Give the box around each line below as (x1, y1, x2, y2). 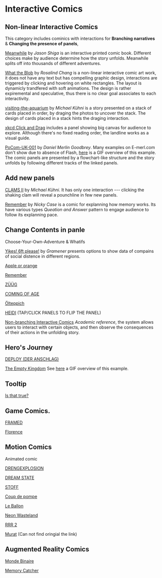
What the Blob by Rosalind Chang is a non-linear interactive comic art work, (5, 70, 156, 76)
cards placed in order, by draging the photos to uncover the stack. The (5, 110, 146, 116)
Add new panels (5, 174, 55, 182)
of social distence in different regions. (5, 253, 81, 259)
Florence (5, 429, 23, 435)
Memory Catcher (5, 567, 39, 573)
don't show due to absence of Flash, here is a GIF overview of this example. (5, 149, 156, 155)
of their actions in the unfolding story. (5, 329, 80, 335)
